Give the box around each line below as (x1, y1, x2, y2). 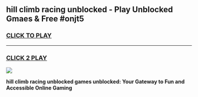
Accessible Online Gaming (6, 84, 72, 91)
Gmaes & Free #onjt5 (6, 14, 84, 24)
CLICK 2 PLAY (6, 53, 47, 62)
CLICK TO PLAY (6, 32, 52, 40)
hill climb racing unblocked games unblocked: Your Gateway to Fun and (6, 78, 185, 85)
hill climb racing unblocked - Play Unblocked (6, 5, 173, 15)
